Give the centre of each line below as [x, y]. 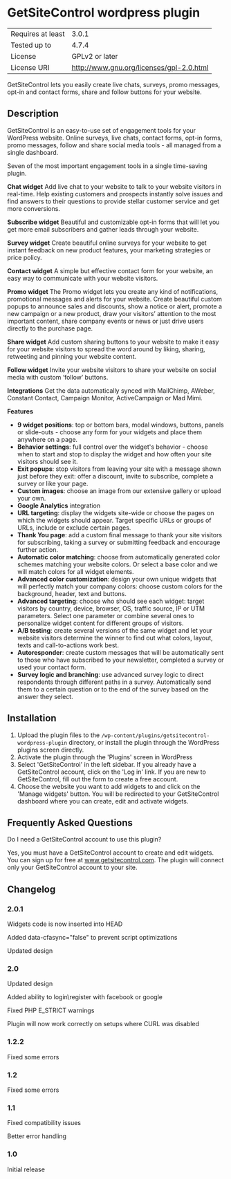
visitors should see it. [47, 461]
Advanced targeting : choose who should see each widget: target [111, 601]
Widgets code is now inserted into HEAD [65, 924]
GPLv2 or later [95, 56]
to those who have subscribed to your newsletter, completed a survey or [120, 660]
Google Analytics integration [59, 505]
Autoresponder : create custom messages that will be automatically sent [120, 652]
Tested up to [31, 45]
